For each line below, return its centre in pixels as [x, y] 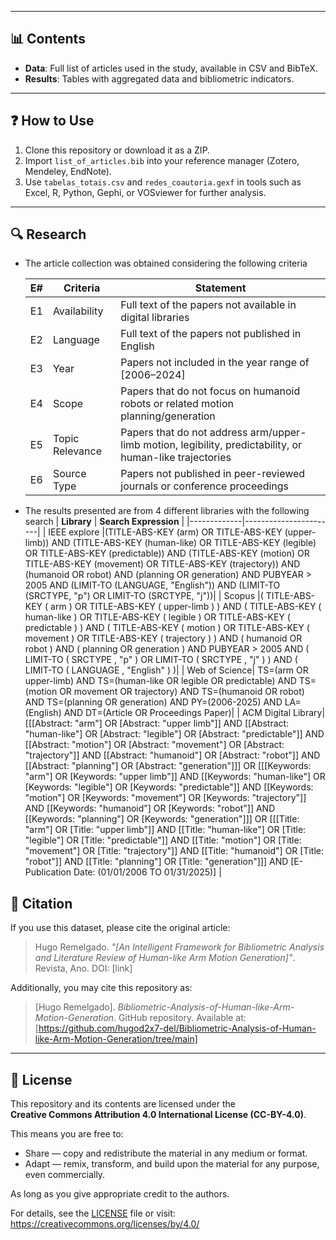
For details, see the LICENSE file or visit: [93, 1213]
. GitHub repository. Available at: [180, 1018]
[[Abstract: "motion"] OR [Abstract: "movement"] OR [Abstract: [154, 745]
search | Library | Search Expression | [104, 522]
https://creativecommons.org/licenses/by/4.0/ [105, 1224]
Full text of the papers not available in [208, 305]
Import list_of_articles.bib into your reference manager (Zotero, [162, 160]
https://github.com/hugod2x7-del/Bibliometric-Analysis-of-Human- [177, 1028]
